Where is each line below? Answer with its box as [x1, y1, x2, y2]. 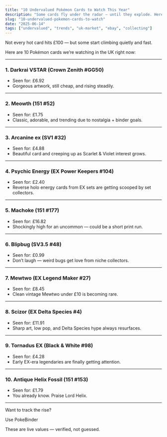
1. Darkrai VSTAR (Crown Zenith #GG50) [5, 66, 104, 73]
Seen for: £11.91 [12, 320, 45, 326]
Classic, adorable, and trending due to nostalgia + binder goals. [12, 117, 143, 123]
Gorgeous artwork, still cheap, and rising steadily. [12, 83, 114, 89]
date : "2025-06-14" [5, 21, 46, 26]
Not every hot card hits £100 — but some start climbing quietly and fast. [5, 39, 153, 45]
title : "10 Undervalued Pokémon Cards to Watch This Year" [5, 7, 130, 12]
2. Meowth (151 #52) [5, 100, 55, 107]
